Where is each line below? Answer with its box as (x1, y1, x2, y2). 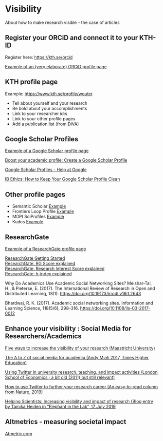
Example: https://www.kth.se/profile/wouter (5, 91, 93, 96)
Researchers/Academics (5, 332, 82, 341)
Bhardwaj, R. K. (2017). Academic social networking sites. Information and (5, 300, 153, 306)
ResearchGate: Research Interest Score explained (5, 266, 105, 271)
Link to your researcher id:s (12, 111, 68, 116)
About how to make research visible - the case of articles (5, 19, 120, 25)
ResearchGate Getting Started (5, 255, 65, 261)
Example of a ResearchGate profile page (5, 246, 86, 251)
